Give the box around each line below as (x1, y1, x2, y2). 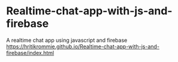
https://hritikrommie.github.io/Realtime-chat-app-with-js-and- (6, 43, 160, 50)
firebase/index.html (6, 49, 55, 56)
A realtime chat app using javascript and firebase (6, 36, 128, 44)
